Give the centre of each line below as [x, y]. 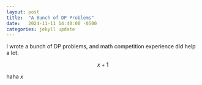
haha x [15, 76]
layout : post [23, 12]
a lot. [13, 53]
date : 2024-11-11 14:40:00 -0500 [52, 23]
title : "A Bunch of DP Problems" [50, 18]
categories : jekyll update [41, 29]
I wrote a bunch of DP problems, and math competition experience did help [101, 46]
